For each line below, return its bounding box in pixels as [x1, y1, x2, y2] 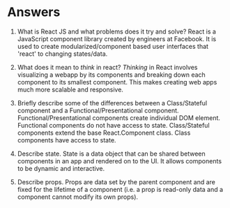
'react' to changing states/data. [17, 50, 108, 58]
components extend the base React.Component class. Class [17, 128, 191, 137]
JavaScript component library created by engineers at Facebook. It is [17, 34, 217, 43]
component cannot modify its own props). [17, 193, 138, 201]
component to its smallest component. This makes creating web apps [17, 77, 217, 86]
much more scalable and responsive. [17, 85, 124, 94]
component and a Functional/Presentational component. [17, 106, 179, 114]
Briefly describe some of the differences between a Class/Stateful [17, 98, 208, 107]
